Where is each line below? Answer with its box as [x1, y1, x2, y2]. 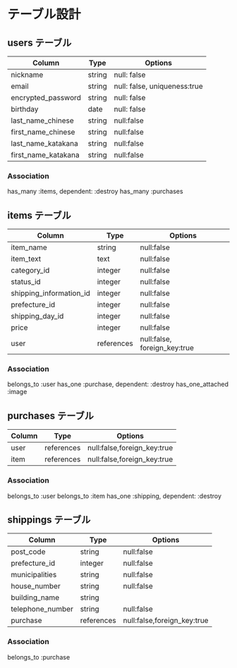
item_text [11, 254, 41, 264]
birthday [11, 104, 39, 113]
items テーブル [7, 209, 72, 221]
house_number [11, 581, 61, 591]
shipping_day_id [11, 311, 64, 321]
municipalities [11, 570, 57, 580]
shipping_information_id [11, 288, 90, 298]
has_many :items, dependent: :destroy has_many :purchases [7, 187, 183, 196]
